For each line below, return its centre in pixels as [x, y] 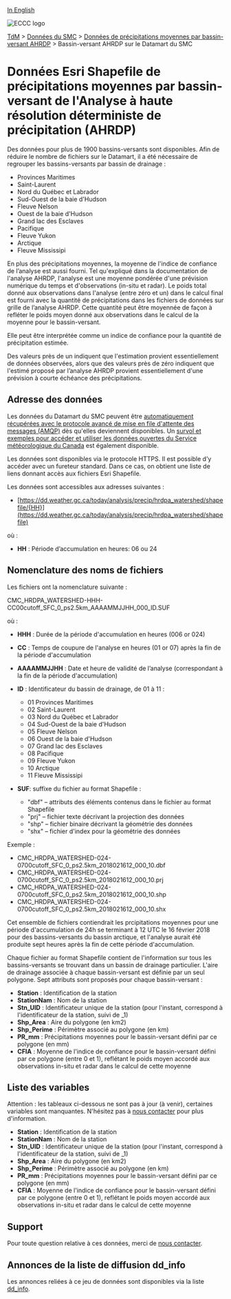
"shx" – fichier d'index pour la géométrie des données [104, 831]
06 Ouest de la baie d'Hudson [70, 738]
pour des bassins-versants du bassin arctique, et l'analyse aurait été [104, 937]
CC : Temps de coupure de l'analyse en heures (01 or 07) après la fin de [119, 647]
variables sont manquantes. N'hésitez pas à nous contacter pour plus [106, 1111]
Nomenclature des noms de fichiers [85, 570]
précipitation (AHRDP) [71, 130]
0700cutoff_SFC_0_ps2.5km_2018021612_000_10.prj [90, 879]
